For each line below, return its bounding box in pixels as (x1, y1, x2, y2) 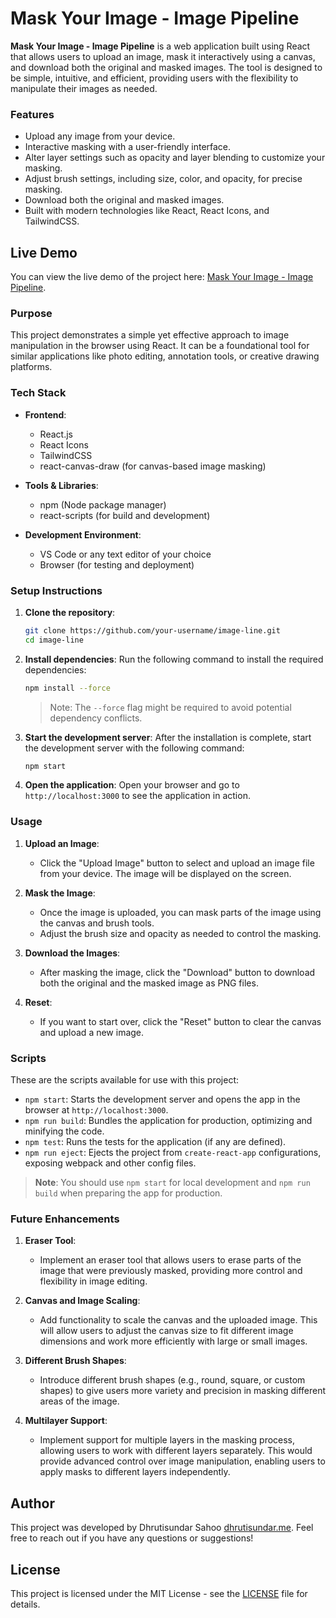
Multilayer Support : (24, 1415, 108, 1427)
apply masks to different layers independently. (39, 1466, 231, 1478)
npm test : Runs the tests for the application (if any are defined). (24, 1136, 287, 1148)
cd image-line (24, 635, 84, 645)
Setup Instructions (10, 583, 103, 597)
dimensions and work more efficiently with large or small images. (39, 1335, 308, 1347)
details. (10, 1598, 41, 1610)
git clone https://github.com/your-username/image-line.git (24, 625, 281, 636)
